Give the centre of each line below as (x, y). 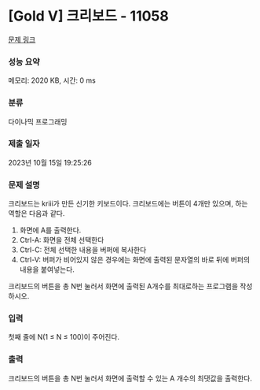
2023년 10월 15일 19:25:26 (50, 162)
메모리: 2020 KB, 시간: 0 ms (52, 80)
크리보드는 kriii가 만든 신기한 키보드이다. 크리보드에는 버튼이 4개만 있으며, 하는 (128, 204)
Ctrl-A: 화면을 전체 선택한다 (62, 240)
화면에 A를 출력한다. (50, 230)
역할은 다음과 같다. (37, 214)
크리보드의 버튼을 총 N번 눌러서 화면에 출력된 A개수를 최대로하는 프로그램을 (123, 286)
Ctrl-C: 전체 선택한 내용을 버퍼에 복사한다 (83, 250)
